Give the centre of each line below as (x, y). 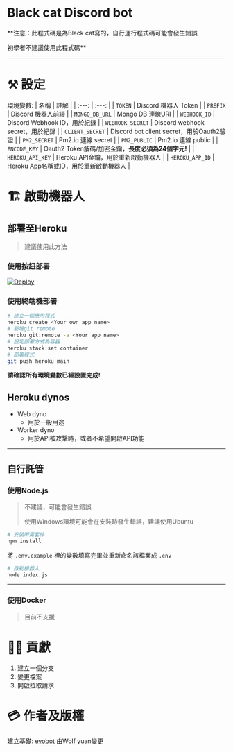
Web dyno (32, 414)
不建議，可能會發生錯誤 (58, 506)
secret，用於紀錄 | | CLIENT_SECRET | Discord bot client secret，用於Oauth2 (113, 131)
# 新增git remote (31, 329)
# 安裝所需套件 (26, 535)
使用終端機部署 (32, 301)
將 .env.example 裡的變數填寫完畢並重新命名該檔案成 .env (89, 555)
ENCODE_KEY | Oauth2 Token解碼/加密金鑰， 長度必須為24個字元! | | (101, 148)
